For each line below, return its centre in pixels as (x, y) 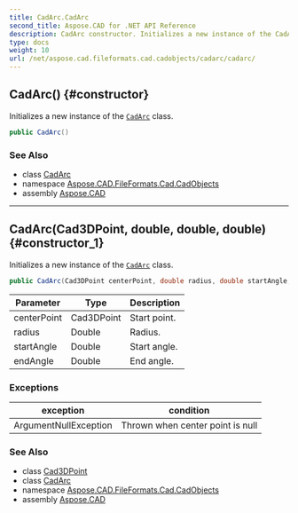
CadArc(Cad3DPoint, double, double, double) (137, 229)
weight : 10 (29, 51)
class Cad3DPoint (55, 471)
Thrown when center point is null (189, 425)
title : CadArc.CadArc (49, 17)
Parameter (37, 303)
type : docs (29, 42)
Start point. (153, 318)
